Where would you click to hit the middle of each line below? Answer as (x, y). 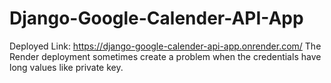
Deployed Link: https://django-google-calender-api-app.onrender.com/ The (165, 46)
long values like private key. (66, 67)
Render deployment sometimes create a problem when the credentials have (165, 56)
